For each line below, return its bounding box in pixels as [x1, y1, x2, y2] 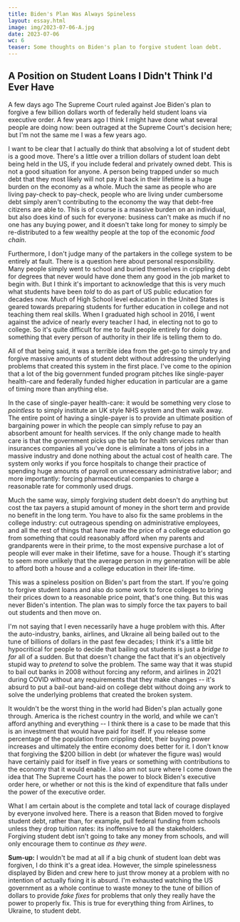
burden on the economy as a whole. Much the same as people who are [8, 182, 216, 191]
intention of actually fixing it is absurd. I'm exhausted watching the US [8, 876, 213, 884]
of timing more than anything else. [8, 384, 109, 393]
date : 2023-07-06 [8, 30, 60, 38]
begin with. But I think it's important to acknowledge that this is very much [8, 279, 226, 288]
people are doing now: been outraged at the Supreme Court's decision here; [8, 123, 232, 131]
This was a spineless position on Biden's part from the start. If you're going [8, 578, 229, 586]
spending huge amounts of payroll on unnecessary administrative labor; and [8, 466, 232, 475]
